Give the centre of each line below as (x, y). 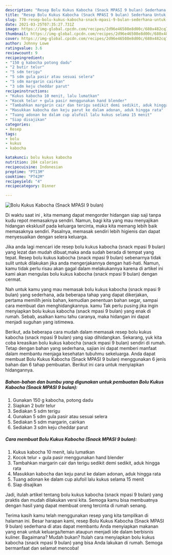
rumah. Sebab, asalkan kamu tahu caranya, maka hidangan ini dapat (77, 317)
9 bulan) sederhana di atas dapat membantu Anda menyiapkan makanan (82, 526)
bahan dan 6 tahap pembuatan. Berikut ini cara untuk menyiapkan (75, 365)
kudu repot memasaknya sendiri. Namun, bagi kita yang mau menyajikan (82, 220)
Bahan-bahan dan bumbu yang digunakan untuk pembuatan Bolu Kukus (84, 382)
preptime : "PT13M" (25, 172)
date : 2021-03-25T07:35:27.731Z (40, 24)
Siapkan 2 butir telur (34, 406)
